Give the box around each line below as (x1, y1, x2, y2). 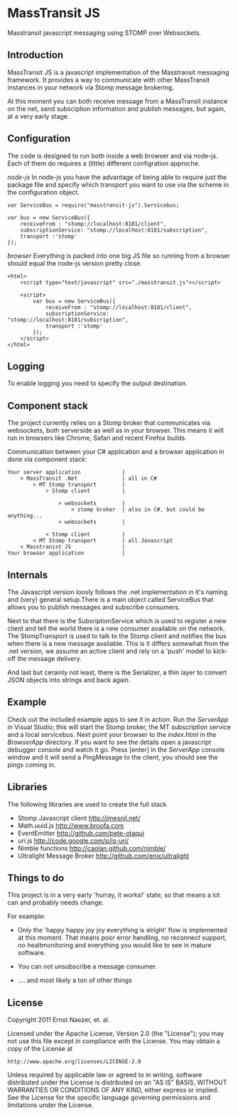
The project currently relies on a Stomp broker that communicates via (7, 419, 211, 427)
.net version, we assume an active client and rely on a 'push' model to (7, 647, 212, 655)
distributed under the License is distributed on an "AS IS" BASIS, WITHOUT (7, 1078, 227, 1087)
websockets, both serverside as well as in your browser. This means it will (7, 426, 224, 435)
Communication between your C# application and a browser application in (7, 448, 225, 456)
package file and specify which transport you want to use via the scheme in (7, 180, 229, 189)
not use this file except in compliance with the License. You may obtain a (7, 1037, 220, 1045)
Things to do (7, 872, 65, 884)
